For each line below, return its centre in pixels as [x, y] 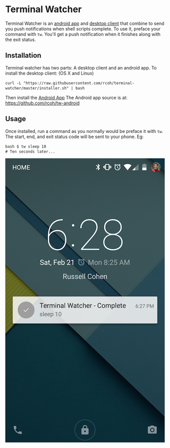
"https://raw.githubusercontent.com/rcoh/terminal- [79, 83]
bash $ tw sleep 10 [26, 146]
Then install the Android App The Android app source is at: [67, 97]
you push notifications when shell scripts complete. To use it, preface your [83, 28]
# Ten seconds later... [30, 151]
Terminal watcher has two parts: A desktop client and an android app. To [81, 67]
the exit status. [21, 40]
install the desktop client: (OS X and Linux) [50, 73]
